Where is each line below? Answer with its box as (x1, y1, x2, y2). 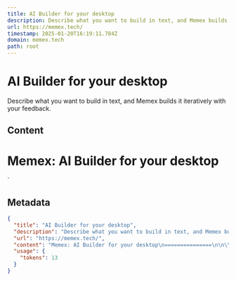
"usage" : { (13, 248, 46, 255)
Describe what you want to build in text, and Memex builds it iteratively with (7, 96, 226, 105)
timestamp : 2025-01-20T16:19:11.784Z (7, 30, 118, 37)
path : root (7, 43, 39, 50)
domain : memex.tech (7, 37, 65, 44)
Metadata (7, 196, 51, 208)
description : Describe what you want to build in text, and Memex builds (7, 17, 228, 24)
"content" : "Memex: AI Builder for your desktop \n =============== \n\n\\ (13, 241, 231, 249)
